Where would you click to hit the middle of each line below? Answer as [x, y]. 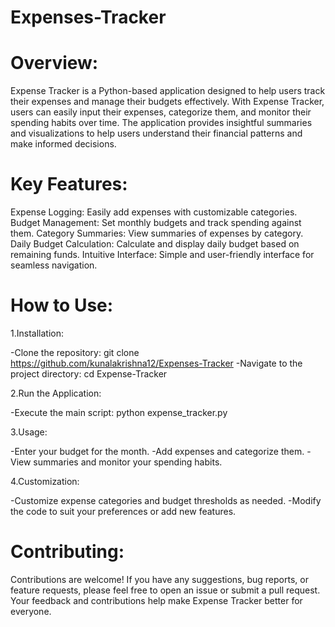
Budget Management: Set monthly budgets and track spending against [156, 223]
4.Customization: [45, 481]
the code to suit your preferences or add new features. [123, 511]
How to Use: [62, 305]
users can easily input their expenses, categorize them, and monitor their [161, 112]
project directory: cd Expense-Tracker [89, 374]
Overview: [54, 63]
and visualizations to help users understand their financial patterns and [156, 133]
